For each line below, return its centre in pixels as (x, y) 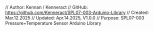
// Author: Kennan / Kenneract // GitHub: (47, 7)
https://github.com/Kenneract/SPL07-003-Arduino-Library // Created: (77, 12)
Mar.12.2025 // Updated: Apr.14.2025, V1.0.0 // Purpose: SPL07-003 (75, 18)
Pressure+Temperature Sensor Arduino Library (53, 23)
